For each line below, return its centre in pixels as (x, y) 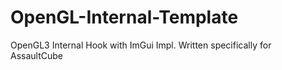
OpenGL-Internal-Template (124, 17)
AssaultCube (36, 55)
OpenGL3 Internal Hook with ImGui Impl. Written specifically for (141, 45)
